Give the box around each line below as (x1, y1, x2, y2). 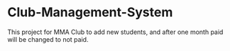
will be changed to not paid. (7, 35, 89, 43)
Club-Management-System (7, 4, 173, 21)
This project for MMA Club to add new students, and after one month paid (7, 28, 224, 36)
